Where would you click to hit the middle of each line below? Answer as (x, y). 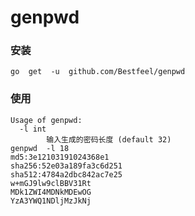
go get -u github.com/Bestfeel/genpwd (98, 72)
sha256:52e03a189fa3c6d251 (66, 166)
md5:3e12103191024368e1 (60, 157)
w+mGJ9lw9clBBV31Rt (51, 183)
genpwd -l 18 (40, 148)
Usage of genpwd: (46, 120)
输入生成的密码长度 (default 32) (109, 139)
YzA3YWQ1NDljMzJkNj (51, 201)
